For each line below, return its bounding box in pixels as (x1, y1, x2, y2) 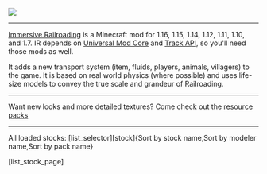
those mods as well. (8, 47, 74, 56)
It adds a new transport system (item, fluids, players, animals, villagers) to (8, 62, 250, 72)
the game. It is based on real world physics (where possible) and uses (8, 71, 238, 79)
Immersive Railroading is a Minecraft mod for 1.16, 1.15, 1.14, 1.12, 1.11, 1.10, (8, 30, 245, 39)
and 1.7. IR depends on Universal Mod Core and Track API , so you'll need (8, 38, 246, 48)
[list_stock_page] (8, 157, 64, 166)
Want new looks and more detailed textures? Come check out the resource (8, 102, 253, 111)
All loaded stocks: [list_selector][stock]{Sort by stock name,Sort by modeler (8, 133, 257, 142)
